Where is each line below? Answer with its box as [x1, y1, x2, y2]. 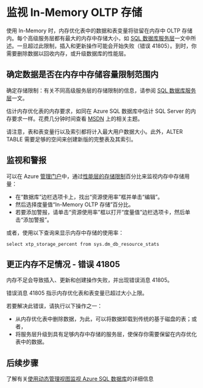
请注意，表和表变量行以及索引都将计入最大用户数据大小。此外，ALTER [6, 128, 183, 135]
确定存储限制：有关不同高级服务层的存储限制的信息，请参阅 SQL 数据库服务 [6, 87, 196, 94]
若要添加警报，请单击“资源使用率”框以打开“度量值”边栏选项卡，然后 [15, 208, 185, 215]
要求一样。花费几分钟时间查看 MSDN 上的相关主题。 [11, 115, 143, 122]
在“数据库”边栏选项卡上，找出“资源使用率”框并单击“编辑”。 [15, 193, 163, 200]
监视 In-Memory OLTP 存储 [6, 5, 143, 20]
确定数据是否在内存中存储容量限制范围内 [6, 70, 158, 80]
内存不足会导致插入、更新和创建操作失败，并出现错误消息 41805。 [6, 276, 173, 284]
